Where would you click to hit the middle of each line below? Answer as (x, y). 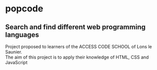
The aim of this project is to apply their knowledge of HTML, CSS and (77, 57)
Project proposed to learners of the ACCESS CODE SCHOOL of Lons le (78, 47)
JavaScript (16, 62)
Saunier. (14, 52)
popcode (24, 9)
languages (22, 35)
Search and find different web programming (75, 27)
